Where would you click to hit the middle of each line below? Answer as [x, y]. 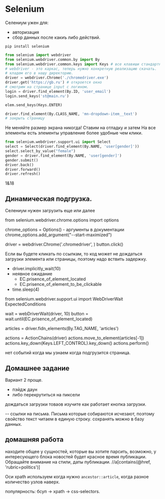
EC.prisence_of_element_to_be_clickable [61, 284]
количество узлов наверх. [33, 482]
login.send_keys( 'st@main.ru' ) [37, 96]
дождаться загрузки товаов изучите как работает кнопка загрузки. [76, 404]
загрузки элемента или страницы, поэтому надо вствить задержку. [76, 259]
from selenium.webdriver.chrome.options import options [62, 220]
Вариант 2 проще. [24, 380]
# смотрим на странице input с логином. [47, 87]
